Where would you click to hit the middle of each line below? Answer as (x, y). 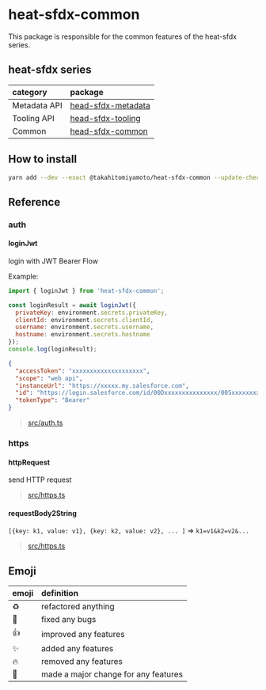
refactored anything (78, 607)
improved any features (83, 634)
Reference (34, 202)
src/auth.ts (45, 423)
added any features (77, 649)
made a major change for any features (112, 674)
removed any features (82, 662)
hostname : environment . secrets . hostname (83, 335)
